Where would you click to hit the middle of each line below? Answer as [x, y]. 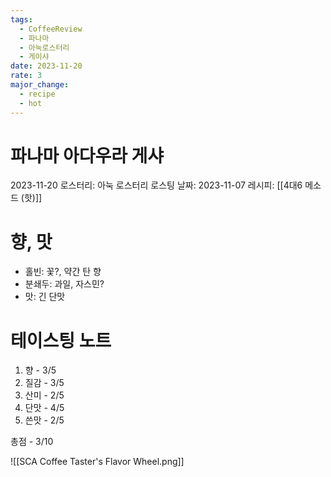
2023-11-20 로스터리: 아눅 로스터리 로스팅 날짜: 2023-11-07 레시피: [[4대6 [156, 185]
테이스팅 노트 [61, 340]
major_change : [40, 85]
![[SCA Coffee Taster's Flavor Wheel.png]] [97, 462]
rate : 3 [26, 76]
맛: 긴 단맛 [45, 297]
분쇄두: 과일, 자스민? [64, 284]
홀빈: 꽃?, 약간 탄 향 [63, 272]
